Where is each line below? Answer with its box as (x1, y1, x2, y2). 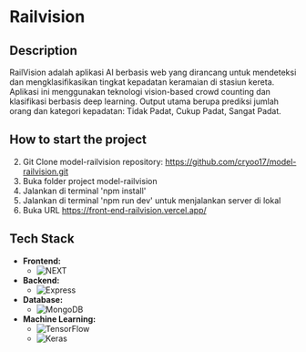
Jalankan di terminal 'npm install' (22, 185, 147, 196)
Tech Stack (9, 231, 75, 247)
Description (9, 43, 77, 58)
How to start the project (9, 132, 148, 148)
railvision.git (22, 166, 69, 177)
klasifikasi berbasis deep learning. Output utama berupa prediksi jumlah (9, 96, 280, 107)
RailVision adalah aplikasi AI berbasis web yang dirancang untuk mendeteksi (9, 67, 297, 78)
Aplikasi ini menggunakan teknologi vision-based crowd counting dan (9, 87, 271, 97)
